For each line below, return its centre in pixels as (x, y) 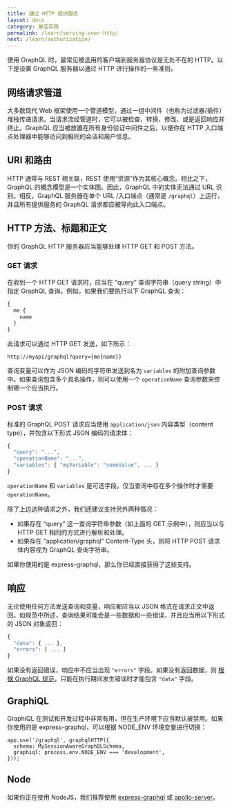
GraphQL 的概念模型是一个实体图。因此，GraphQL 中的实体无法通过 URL (111, 187)
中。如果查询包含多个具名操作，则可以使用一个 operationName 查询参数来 (110, 379)
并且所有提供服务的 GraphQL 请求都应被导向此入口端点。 (88, 204)
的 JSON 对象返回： (36, 623)
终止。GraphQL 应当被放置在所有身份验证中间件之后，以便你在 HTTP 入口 (112, 127)
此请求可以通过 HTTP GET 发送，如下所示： (69, 344)
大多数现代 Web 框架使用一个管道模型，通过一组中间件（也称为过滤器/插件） (115, 110)
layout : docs (26, 20)
